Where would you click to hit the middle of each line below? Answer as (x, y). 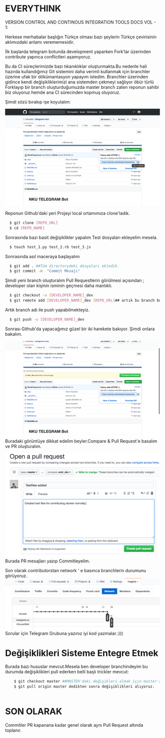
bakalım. (14, 334)
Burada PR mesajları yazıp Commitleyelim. (48, 561)
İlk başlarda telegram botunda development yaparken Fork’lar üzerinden (78, 52)
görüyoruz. (16, 576)
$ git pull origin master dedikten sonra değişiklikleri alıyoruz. (84, 687)
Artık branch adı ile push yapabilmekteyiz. (47, 310)
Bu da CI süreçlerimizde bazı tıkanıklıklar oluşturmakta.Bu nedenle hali (76, 66)
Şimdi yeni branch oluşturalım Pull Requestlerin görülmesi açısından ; (75, 281)
